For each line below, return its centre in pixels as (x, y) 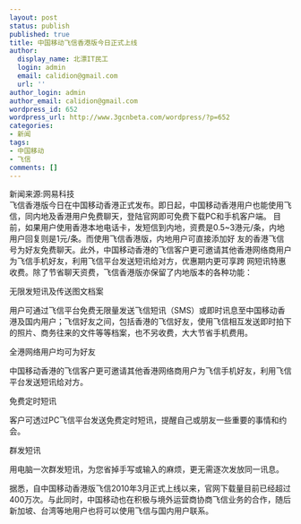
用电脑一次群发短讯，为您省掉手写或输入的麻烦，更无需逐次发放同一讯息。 (146, 469)
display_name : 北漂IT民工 (63, 59)
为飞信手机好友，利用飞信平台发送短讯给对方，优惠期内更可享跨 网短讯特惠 (148, 262)
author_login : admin (48, 92)
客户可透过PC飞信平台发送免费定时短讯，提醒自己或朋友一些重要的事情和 (144, 420)
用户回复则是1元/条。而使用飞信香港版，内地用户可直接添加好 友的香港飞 (143, 239)
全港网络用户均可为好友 (52, 352)
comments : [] (34, 168)
